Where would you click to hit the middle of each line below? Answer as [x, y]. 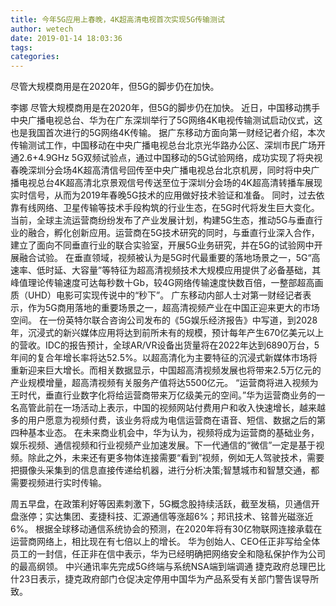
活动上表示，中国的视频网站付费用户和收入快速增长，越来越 [202, 408]
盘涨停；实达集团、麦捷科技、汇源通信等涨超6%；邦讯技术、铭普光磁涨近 [162, 517]
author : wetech [42, 29]
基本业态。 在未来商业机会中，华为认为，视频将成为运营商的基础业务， [173, 433]
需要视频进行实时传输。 [58, 483]
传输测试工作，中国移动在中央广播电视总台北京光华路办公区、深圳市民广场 [163, 145]
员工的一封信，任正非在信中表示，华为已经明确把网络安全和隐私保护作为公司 [168, 554]
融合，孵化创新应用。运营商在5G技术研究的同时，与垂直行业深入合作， [173, 233]
